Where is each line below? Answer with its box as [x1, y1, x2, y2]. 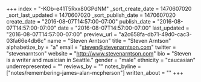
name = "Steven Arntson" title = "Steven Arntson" [47, 37, 171, 44]
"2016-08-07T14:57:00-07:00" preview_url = [6, 31, 118, 38]
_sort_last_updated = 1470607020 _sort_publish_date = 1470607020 [6, 11, 176, 19]
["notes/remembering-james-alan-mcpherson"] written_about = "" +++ [6, 69, 184, 76]
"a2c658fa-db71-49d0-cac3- [118, 31, 192, 38]
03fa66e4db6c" [6, 37, 46, 44]
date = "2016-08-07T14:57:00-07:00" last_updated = [57, 24, 190, 31]
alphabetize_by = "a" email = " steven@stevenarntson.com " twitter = [6, 43, 176, 51]
